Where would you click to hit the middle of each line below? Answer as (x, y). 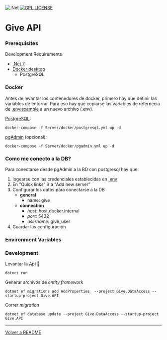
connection (32, 206)
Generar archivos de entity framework (44, 282)
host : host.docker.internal (53, 211)
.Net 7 (18, 64)
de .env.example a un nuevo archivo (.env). (49, 109)
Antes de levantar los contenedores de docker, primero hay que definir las (81, 98)
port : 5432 (38, 216)
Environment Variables (33, 240)
